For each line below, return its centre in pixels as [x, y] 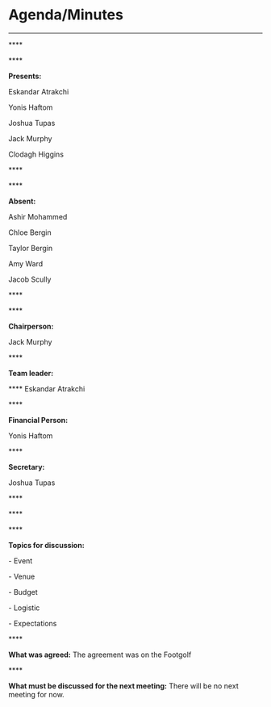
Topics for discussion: [46, 545]
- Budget [23, 592]
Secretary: [27, 466]
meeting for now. [36, 694]
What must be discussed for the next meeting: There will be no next [124, 686]
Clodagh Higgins [36, 154]
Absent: [22, 201]
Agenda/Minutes [66, 15]
